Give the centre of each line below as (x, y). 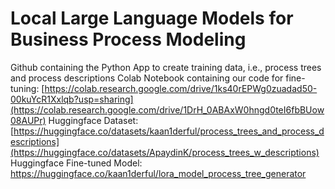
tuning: (25, 88)
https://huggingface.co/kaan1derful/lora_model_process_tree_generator (158, 173)
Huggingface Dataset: (93, 120)
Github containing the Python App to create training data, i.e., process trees (166, 67)
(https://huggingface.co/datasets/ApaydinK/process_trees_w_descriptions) (165, 152)
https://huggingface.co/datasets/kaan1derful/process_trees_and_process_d (169, 131)
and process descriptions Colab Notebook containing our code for (147, 78)
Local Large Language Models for (152, 18)
